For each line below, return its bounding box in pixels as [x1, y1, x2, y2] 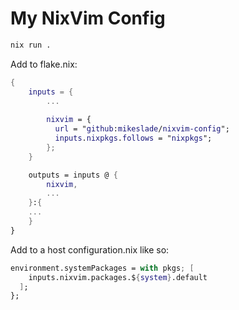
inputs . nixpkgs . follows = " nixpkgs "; [54, 133, 213, 144]
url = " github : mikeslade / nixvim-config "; [54, 124, 230, 134]
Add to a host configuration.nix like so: [10, 243, 170, 256]
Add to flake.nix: [10, 58, 78, 70]
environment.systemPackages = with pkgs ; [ [10, 263, 195, 273]
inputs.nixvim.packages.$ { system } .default [28, 272, 208, 282]
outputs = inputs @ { [28, 170, 118, 180]
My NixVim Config [10, 7, 166, 30]
